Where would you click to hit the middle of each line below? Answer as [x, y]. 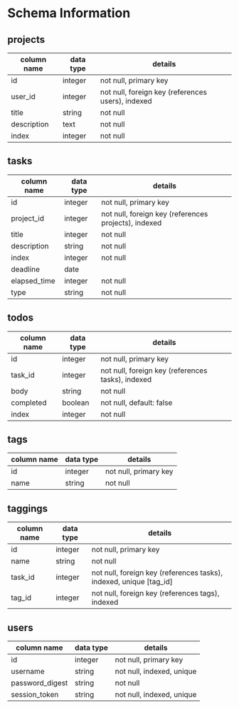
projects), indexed [132, 223]
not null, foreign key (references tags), [155, 593]
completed [29, 403]
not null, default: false [137, 403]
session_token [35, 695]
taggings [28, 508]
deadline [26, 269]
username [28, 671]
